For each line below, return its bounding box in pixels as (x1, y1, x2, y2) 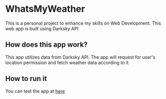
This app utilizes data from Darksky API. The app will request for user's (5, 54, 156, 60)
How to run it (5, 74, 47, 83)
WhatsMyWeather (5, 3, 86, 15)
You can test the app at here (5, 88, 65, 94)
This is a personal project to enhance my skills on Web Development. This (5, 20, 161, 26)
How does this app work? (5, 41, 88, 49)
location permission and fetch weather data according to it (5, 60, 129, 66)
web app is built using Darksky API (5, 25, 79, 31)
